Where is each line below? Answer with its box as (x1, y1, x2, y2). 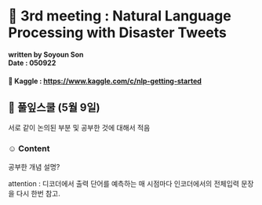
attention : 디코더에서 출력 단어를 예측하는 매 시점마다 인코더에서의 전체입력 (8, 178, 239, 188)
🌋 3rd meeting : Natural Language (8, 7, 231, 25)
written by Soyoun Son (8, 49, 84, 59)
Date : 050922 (8, 58, 56, 68)
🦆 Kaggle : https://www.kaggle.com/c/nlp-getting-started (8, 76, 202, 86)
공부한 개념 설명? (8, 162, 60, 171)
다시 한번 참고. (16, 189, 61, 198)
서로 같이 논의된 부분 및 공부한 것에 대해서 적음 (8, 123, 151, 133)
